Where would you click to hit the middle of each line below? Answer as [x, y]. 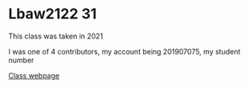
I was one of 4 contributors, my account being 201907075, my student [124, 51]
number [21, 60]
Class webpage [34, 75]
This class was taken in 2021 [56, 36]
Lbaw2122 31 [53, 14]
